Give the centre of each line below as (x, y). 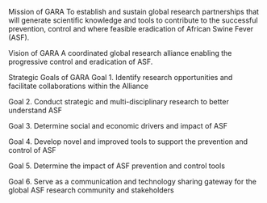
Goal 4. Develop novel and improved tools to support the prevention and (128, 142)
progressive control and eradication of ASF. (81, 61)
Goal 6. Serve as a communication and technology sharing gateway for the (132, 182)
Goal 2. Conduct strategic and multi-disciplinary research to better (119, 101)
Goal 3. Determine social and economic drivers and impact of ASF (118, 126)
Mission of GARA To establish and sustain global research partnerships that (134, 12)
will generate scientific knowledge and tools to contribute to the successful (133, 20)
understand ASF (35, 110)
